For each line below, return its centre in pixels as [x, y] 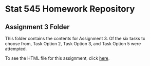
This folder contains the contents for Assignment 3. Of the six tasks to [75, 38]
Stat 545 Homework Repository [70, 9]
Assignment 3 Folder [37, 27]
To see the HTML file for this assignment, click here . [57, 58]
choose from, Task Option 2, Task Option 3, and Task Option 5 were [73, 44]
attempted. [16, 49]
